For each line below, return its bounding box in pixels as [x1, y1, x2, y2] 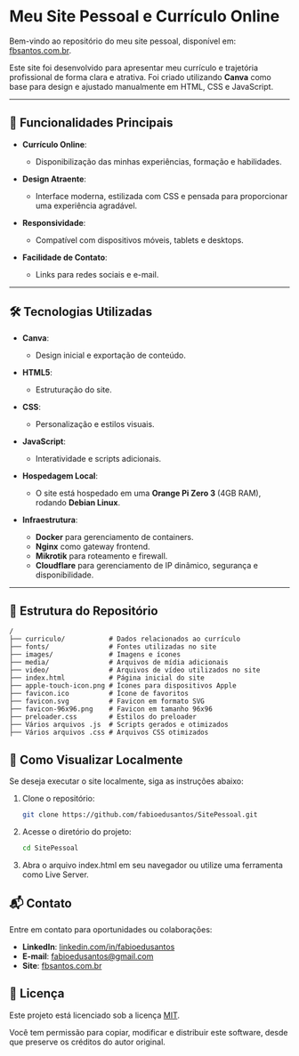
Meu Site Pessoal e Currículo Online [9, 6, 280, 27]
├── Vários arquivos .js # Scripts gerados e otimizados [9, 721, 229, 730]
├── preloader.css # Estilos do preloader [9, 713, 198, 721]
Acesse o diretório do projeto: [21, 826, 132, 837]
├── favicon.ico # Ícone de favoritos [9, 689, 190, 698]
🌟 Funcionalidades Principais [9, 116, 174, 131]
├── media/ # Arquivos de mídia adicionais [9, 658, 229, 667]
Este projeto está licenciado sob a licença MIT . [9, 1010, 181, 1020]
